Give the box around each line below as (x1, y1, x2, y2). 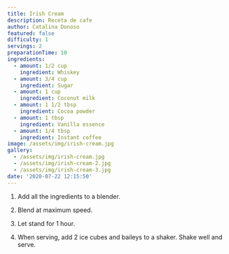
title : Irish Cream (7, 10, 64, 17)
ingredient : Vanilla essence (20, 120, 105, 128)
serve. (17, 240, 36, 248)
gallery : (7, 147, 33, 154)
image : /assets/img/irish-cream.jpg (7, 141, 114, 148)
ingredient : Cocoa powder (20, 108, 96, 115)
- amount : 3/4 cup (13, 75, 68, 83)
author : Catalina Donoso (7, 23, 80, 30)
